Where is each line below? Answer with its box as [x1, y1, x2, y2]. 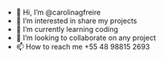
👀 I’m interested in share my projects [15, 16, 137, 26]
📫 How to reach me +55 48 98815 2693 [15, 42, 150, 51]
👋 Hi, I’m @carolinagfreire [15, 8, 101, 17]
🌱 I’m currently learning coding [15, 25, 119, 33]
